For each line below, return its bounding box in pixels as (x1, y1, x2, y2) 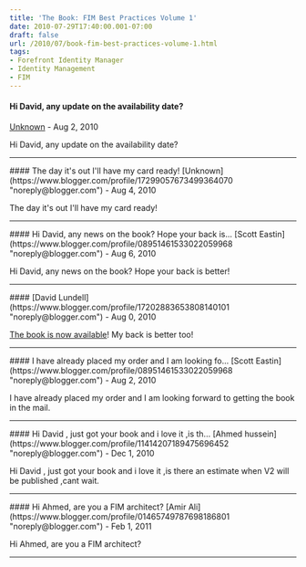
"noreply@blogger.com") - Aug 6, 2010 (9, 247, 157, 258)
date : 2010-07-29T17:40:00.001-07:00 (9, 22, 153, 31)
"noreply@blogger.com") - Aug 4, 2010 (9, 184, 157, 195)
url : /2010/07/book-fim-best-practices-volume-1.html (9, 38, 219, 48)
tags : (9, 47, 30, 57)
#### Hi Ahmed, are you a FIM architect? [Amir (9, 501, 187, 512)
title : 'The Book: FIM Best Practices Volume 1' (9, 13, 198, 23)
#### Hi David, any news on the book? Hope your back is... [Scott (9, 228, 258, 239)
